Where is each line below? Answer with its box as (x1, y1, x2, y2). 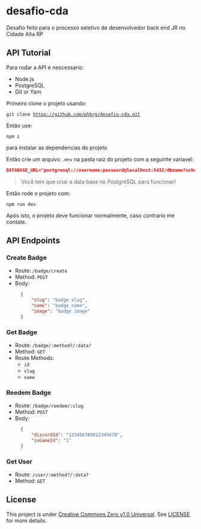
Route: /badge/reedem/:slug (14, 402, 84, 409)
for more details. (6, 517, 47, 524)
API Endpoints (6, 236, 60, 246)
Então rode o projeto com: (6, 190, 71, 197)
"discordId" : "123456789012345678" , (31, 432, 123, 438)
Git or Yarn (14, 88, 42, 95)
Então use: (6, 122, 33, 129)
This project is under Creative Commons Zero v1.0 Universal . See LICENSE (6, 510, 190, 518)
